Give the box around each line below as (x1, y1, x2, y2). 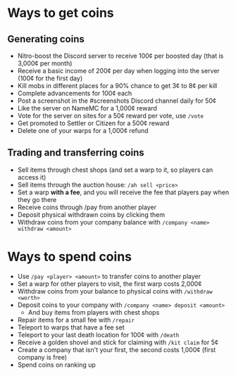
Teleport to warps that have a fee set (17, 322, 125, 332)
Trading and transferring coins (7, 146, 144, 159)
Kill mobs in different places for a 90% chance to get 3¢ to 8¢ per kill (17, 82, 218, 89)
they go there (17, 195, 57, 203)
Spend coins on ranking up (17, 361, 97, 369)
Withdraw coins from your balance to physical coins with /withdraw (17, 287, 213, 295)
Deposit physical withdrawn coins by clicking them (17, 210, 166, 219)
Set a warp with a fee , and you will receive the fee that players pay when (17, 188, 230, 196)
